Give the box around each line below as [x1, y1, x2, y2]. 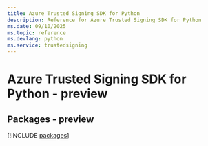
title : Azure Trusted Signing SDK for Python [7, 10, 140, 17]
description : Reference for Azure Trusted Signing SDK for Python [7, 16, 202, 23]
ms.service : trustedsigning [7, 42, 88, 49]
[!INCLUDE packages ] [7, 132, 70, 139]
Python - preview [7, 86, 108, 101]
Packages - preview [7, 113, 94, 125]
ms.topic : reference [7, 29, 67, 36]
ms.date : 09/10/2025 [7, 23, 67, 29]
